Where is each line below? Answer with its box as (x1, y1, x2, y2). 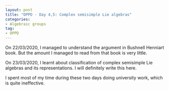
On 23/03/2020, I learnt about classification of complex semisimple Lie (5, 60, 153, 65)
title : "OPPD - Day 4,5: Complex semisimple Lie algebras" (5, 12, 132, 17)
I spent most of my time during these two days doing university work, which (5, 75, 163, 80)
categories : (5, 17, 30, 22)
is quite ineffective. (5, 80, 45, 86)
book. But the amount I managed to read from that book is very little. (5, 50, 147, 56)
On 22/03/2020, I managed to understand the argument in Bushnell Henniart (5, 45, 164, 50)
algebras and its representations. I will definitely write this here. (5, 65, 137, 71)
